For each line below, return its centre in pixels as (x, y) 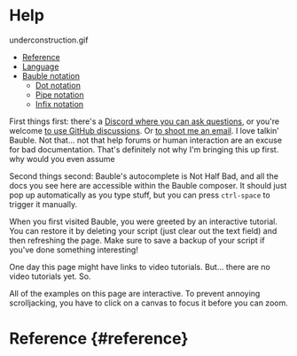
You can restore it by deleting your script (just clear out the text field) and (143, 230)
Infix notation (59, 104)
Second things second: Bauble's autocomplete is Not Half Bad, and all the (144, 176)
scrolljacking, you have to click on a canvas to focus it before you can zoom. (148, 303)
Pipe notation (59, 95)
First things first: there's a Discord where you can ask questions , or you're (145, 121)
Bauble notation (51, 75)
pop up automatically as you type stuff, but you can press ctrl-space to (140, 195)
